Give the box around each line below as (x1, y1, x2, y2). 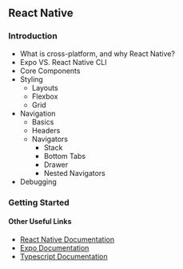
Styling (19, 74, 44, 84)
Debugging (19, 177, 58, 186)
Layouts (31, 83, 58, 92)
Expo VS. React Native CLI (19, 57, 107, 67)
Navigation (19, 108, 56, 118)
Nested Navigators (43, 168, 106, 177)
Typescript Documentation (19, 251, 108, 261)
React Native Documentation (19, 234, 114, 244)
